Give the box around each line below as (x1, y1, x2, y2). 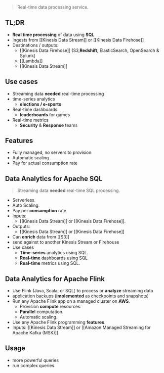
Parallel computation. (19, 309, 64, 315)
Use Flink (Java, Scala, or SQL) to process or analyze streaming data (12, 288, 153, 294)
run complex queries (12, 362, 54, 368)
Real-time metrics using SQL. (19, 260, 81, 266)
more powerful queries (12, 357, 59, 363)
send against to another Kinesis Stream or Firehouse (12, 239, 120, 245)
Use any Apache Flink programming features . (12, 319, 106, 326)
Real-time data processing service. (17, 4, 89, 10)
